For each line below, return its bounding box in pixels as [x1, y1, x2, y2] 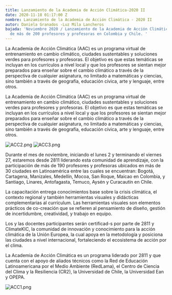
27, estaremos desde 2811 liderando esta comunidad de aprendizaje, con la [5, 157, 164, 163]
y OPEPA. [5, 274, 26, 280]
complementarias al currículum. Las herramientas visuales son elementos [5, 200, 161, 206]
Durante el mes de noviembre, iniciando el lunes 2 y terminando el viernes [5, 152, 162, 158]
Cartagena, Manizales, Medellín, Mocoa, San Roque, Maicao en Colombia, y [5, 173, 165, 180]
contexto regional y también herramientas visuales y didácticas [5, 194, 139, 200]
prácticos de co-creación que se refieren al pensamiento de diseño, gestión [5, 205, 165, 211]
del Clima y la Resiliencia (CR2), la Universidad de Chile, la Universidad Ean [5, 269, 164, 274]
